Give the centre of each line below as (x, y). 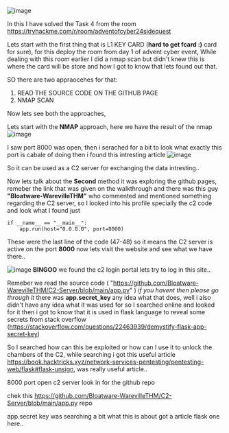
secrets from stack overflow (47, 319)
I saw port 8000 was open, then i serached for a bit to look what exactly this (114, 147)
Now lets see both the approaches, (57, 114)
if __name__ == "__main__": (47, 223)
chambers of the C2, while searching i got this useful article (92, 354)
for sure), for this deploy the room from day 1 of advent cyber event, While (112, 52)
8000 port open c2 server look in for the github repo (81, 382)
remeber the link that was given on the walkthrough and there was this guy (113, 188)
